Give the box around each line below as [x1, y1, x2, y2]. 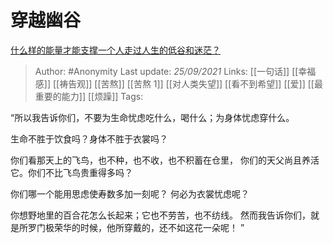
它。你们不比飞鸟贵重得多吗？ [10, 166, 133, 178]
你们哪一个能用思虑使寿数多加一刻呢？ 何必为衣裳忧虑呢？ [10, 187, 250, 200]
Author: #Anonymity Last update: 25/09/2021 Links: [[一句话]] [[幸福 [34, 65, 317, 77]
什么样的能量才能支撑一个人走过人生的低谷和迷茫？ [10, 44, 221, 56]
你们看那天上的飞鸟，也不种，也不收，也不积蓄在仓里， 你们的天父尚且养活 [10, 154, 320, 166]
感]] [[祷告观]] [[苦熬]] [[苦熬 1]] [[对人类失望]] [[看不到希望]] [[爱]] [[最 [34, 77, 323, 90]
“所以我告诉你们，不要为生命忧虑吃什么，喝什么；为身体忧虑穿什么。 [10, 111, 295, 123]
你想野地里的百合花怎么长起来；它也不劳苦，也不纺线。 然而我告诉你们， [10, 209, 311, 221]
